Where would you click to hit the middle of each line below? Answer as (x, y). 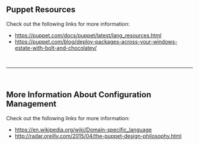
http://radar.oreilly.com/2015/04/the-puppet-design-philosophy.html (98, 136)
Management (31, 104)
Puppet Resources (41, 10)
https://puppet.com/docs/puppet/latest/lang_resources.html (88, 35)
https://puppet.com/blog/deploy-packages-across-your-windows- (96, 41)
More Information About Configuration (79, 95)
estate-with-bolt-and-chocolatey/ (56, 48)
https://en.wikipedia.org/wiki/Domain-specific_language (83, 130)
